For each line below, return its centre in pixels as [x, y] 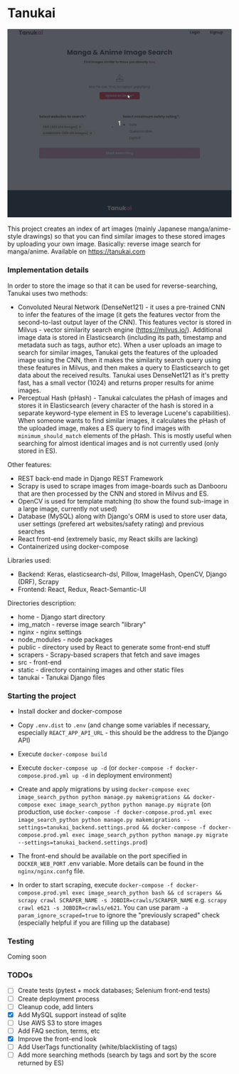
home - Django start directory [61, 617]
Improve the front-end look [57, 1038]
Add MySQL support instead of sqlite [72, 1015]
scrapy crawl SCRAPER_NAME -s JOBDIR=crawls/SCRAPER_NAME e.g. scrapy [122, 900]
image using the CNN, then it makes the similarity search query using [119, 360]
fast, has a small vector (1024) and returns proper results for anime [116, 382]
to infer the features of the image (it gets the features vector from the [119, 314]
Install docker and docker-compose [70, 711]
